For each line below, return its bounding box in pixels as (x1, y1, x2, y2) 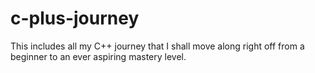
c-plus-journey (10, 7, 140, 30)
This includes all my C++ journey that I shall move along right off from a (10, 40, 305, 52)
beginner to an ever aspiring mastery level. (10, 50, 187, 62)
